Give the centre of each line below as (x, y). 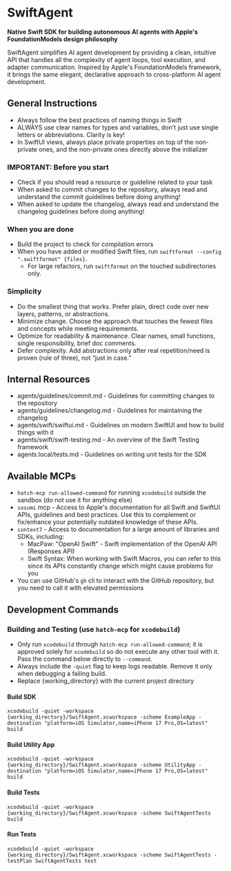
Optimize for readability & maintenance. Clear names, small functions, (116, 336)
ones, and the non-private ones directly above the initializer (123, 149)
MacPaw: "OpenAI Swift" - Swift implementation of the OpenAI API (122, 544)
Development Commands (63, 609)
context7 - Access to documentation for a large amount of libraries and (118, 529)
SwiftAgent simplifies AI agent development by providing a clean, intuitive (112, 52)
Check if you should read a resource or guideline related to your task (115, 182)
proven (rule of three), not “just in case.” (74, 358)
